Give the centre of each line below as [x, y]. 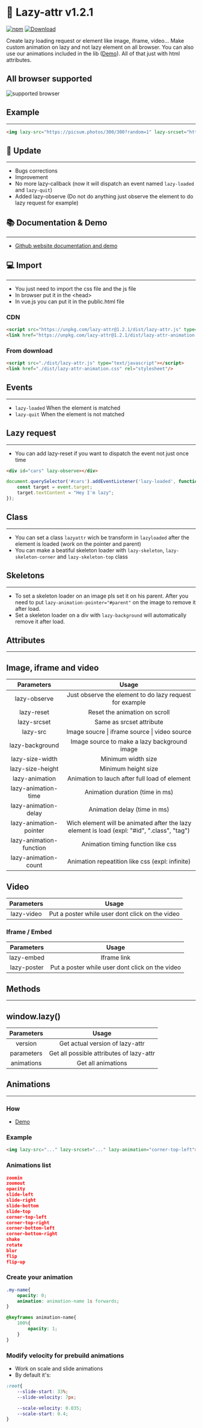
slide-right [21, 1200]
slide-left [20, 1195]
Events [20, 387]
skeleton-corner [35, 557]
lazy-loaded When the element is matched [68, 408]
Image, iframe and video [53, 668]
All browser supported [49, 79]
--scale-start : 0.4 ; [43, 1414]
